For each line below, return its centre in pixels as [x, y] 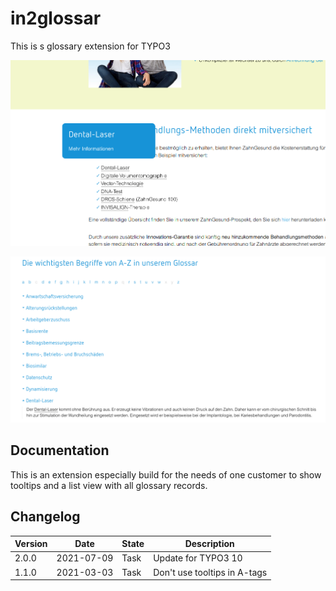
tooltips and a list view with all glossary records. [109, 485]
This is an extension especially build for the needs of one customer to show [166, 474]
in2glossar [56, 18]
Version [31, 544]
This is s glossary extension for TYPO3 [90, 46]
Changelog [45, 517]
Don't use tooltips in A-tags [210, 572]
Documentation [60, 450]
